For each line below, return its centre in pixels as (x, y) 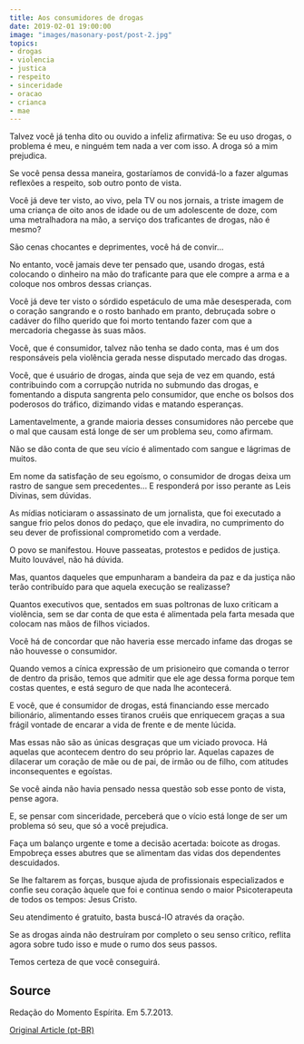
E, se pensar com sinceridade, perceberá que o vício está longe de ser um (148, 816)
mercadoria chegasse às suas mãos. (78, 330)
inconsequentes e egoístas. (61, 772)
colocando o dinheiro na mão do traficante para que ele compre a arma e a (150, 274)
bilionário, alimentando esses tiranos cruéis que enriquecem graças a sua (147, 715)
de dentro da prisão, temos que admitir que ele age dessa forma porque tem (152, 678)
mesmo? (25, 230)
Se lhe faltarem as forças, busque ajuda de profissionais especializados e (147, 881)
